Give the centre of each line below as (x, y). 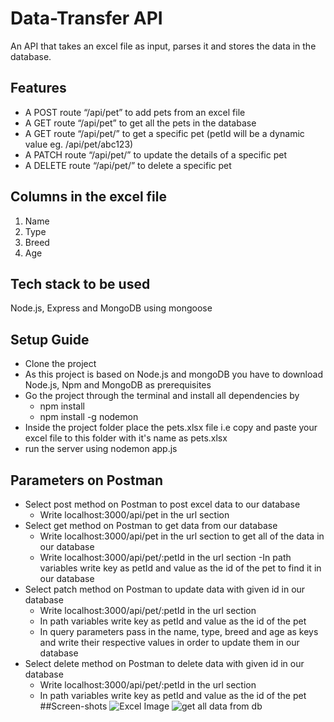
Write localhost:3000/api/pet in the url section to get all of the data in (182, 536)
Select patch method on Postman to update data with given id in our (165, 589)
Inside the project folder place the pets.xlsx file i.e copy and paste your (171, 428)
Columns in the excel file (88, 197)
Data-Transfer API (86, 18)
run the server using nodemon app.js (101, 449)
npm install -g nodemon (89, 417)
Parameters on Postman (87, 480)
